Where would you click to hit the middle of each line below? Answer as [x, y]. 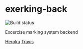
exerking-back [36, 9]
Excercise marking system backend [41, 32]
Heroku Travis [19, 41]
